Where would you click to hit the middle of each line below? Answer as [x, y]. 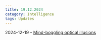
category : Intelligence [30, 14]
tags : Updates [20, 19]
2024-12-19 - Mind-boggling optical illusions [51, 33]
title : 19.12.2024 [24, 10]
